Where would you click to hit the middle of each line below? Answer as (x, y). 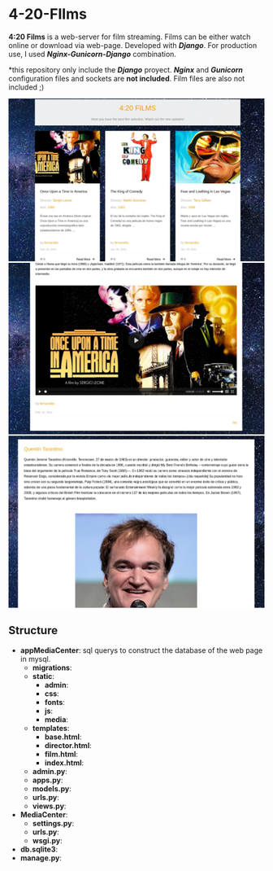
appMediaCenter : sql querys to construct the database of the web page (141, 650)
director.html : (68, 745)
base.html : (63, 737)
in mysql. (35, 659)
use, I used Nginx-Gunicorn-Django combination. (93, 54)
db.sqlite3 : (39, 849)
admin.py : (50, 771)
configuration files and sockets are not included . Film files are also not (127, 78)
